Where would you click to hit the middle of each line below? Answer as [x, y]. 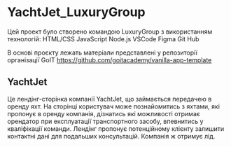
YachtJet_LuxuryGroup [76, 12]
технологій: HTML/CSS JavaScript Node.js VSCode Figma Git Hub [103, 38]
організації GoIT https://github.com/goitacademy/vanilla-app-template [110, 59]
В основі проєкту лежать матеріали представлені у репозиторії [103, 52]
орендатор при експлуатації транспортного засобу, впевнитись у [105, 121]
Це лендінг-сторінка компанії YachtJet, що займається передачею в [110, 99]
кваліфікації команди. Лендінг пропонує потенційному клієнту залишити [116, 128]
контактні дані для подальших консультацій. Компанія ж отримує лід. [111, 136]
